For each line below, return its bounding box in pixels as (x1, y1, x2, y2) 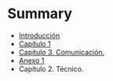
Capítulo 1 (18, 39, 52, 48)
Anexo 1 (18, 56, 45, 65)
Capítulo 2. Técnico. (18, 64, 84, 73)
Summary (7, 5, 72, 23)
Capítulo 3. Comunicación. (18, 47, 105, 57)
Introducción (18, 31, 60, 40)
